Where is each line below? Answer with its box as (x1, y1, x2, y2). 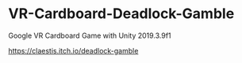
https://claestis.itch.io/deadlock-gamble (8, 46, 139, 55)
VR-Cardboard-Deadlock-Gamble (8, 5, 235, 23)
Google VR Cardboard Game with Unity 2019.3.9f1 (8, 31, 172, 40)
